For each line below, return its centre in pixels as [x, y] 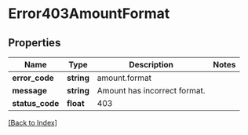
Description [151, 65]
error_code [33, 78]
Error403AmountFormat [89, 14]
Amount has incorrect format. [151, 91]
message [29, 91]
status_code [36, 103]
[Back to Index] [33, 123]
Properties [35, 43]
